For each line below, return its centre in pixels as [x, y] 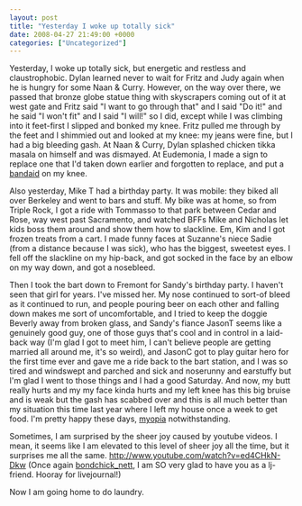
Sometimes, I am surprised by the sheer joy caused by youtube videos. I [143, 437]
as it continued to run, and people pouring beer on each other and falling [144, 304]
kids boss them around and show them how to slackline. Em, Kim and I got [147, 230]
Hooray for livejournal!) [78, 474]
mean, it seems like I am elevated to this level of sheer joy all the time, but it [150, 446]
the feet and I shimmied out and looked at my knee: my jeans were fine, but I [151, 135]
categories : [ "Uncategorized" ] [68, 43]
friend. [22, 474]
